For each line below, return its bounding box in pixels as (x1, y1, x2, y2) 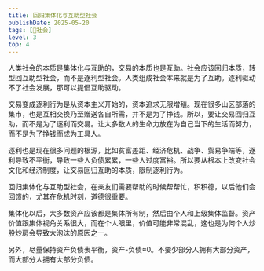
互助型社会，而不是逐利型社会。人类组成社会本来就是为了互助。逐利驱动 (21, 73, 256, 82)
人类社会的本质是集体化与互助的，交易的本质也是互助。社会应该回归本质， (8, 64, 249, 73)
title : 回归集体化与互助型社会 (8, 11, 97, 20)
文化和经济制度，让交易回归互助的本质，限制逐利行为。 (8, 166, 187, 175)
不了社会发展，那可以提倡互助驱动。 (8, 83, 126, 93)
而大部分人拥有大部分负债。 (8, 255, 98, 264)
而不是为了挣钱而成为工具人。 (8, 129, 104, 138)
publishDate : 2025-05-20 (8, 19, 90, 27)
